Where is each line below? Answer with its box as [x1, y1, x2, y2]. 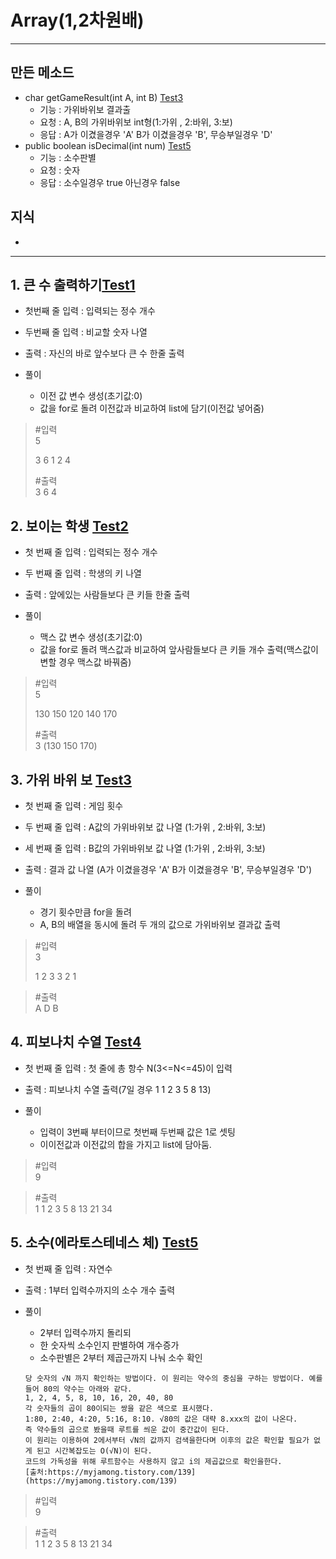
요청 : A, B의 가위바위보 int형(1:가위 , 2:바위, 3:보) [39, 116, 233, 128]
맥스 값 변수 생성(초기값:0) [39, 631, 143, 643]
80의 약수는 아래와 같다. [43, 1384, 133, 1394]
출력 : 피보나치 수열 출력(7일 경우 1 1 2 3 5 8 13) [24, 1083, 212, 1095]
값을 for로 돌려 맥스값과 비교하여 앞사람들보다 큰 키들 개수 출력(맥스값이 [39, 644, 319, 656]
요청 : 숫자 [39, 164, 81, 176]
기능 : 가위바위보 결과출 [39, 103, 132, 115]
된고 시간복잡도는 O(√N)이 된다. [36, 1446, 153, 1456]
